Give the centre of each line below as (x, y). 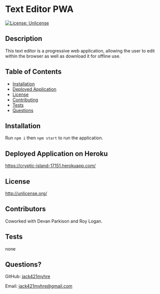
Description (24, 39)
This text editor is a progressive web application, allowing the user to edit (80, 50)
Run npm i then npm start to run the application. (54, 138)
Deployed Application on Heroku (56, 153)
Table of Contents (34, 72)
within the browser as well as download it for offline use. (63, 56)
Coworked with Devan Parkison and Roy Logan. (54, 221)
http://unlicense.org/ (26, 193)
